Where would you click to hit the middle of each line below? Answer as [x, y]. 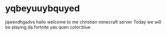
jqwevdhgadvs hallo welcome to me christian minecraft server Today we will [83, 22]
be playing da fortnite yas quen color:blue [48, 27]
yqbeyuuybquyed [42, 9]
